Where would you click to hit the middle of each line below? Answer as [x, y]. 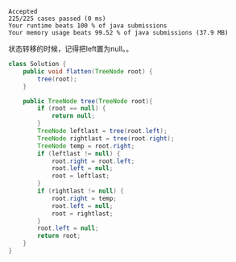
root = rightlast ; [82, 214]
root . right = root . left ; [93, 161]
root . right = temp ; [84, 198]
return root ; [59, 236]
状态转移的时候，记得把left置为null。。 [71, 49]
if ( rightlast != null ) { [81, 191]
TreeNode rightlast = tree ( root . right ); [106, 138]
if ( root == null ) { [72, 109]
